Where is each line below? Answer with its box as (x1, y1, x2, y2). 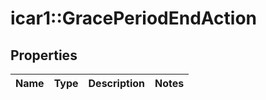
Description (88, 77, 145, 90)
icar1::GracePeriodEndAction (10, 7, 258, 30)
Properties (10, 47, 78, 64)
